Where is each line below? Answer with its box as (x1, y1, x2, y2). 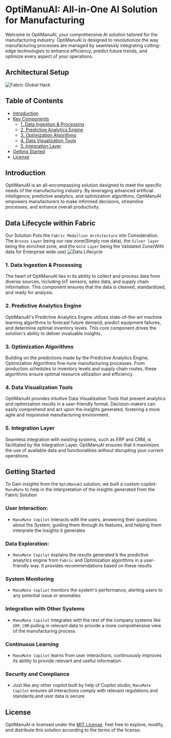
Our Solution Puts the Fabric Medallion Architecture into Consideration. (5, 232, 159, 239)
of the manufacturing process (12, 628, 76, 634)
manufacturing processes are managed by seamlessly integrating (5, 42, 143, 48)
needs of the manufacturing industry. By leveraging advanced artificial (5, 188, 154, 194)
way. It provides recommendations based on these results (30, 563, 152, 569)
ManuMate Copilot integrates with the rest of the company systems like (12, 617, 161, 623)
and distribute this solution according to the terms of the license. (5, 727, 141, 733)
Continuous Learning (5, 641, 59, 648)
